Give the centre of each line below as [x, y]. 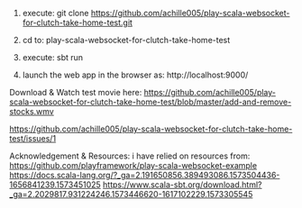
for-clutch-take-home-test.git [78, 23]
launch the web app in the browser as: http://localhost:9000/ [135, 75]
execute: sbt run [53, 57]
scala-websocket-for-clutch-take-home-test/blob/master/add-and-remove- [151, 102]
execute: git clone [55, 13]
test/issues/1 [33, 138]
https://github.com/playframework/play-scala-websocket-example [133, 165]
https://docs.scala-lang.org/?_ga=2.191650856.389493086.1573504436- [145, 175]
